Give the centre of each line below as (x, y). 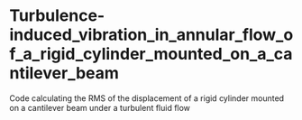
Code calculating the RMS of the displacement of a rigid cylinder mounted (147, 98)
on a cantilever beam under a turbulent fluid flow (100, 107)
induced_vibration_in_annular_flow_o (151, 35)
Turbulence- (57, 16)
